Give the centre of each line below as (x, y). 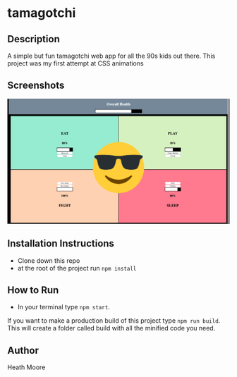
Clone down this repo (49, 260)
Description (34, 39)
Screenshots (36, 86)
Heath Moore (26, 367)
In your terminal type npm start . (64, 307)
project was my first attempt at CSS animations (75, 63)
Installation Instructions (61, 243)
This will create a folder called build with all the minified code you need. (111, 328)
